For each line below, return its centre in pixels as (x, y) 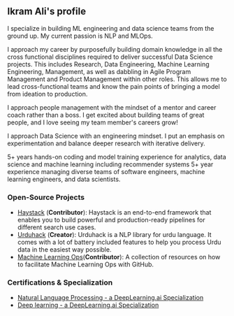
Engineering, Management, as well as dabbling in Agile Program (99, 71)
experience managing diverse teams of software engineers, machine (106, 171)
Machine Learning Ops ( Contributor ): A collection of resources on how (119, 257)
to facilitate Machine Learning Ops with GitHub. (86, 264)
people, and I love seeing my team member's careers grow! (93, 122)
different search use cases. (57, 227)
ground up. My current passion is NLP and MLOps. (80, 36)
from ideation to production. (47, 94)
